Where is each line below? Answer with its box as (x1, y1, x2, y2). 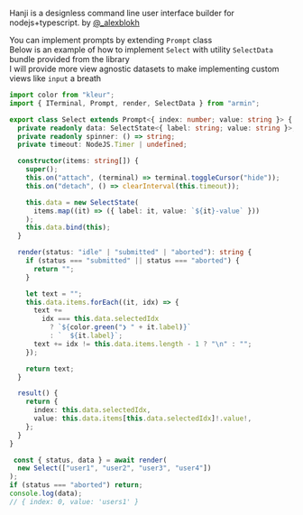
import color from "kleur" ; (9, 90, 115, 99)
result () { (17, 389, 59, 398)
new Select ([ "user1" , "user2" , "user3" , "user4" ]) (17, 464, 212, 473)
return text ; (25, 364, 75, 373)
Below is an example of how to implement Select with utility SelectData (9, 44, 273, 55)
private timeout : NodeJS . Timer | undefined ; (17, 140, 188, 150)
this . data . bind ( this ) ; (25, 223, 111, 233)
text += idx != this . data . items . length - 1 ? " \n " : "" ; (32, 339, 252, 348)
